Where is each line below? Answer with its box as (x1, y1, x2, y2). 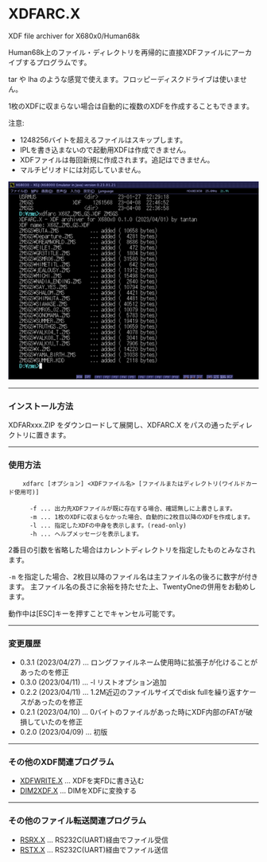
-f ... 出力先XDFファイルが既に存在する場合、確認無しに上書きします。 (29, 505, 237, 513)
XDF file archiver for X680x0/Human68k (8, 31, 141, 41)
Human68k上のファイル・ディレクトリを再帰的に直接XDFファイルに (8, 47, 232, 57)
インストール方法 (8, 401, 74, 412)
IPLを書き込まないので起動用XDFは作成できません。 (19, 145, 191, 154)
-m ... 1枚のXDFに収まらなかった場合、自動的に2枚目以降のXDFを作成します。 (29, 513, 254, 521)
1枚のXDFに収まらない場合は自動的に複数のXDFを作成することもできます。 (8, 101, 254, 111)
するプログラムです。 (21, 57, 91, 67)
